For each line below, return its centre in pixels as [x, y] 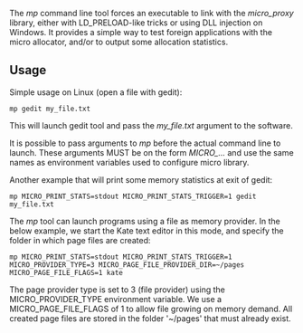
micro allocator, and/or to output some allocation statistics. [119, 42]
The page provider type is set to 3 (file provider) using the [118, 290]
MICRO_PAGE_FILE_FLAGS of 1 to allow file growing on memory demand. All [151, 309]
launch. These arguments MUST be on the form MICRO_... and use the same [151, 152]
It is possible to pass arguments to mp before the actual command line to [145, 143]
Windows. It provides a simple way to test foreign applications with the [141, 32]
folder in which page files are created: [80, 240]
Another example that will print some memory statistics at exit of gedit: [141, 179]
